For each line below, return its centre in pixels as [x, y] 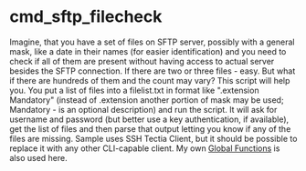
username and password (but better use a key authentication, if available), [149, 119]
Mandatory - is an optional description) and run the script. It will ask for [143, 109]
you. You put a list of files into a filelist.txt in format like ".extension [134, 90]
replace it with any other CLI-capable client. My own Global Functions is [145, 148]
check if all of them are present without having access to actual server [142, 61]
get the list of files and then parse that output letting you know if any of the [150, 128]
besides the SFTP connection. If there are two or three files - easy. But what [153, 71]
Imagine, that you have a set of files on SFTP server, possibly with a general [152, 42]
